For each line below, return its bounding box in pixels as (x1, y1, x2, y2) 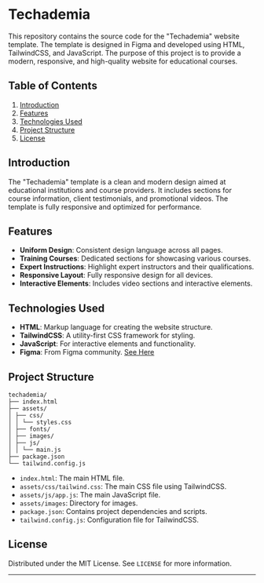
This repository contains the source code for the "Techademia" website (8, 31, 240, 41)
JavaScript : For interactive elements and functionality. (19, 339, 196, 348)
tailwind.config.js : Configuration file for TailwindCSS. (19, 516, 199, 524)
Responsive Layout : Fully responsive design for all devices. (19, 271, 214, 280)
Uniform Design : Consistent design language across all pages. (19, 246, 223, 255)
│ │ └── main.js (8, 446, 61, 454)
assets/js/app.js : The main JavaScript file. (19, 490, 161, 499)
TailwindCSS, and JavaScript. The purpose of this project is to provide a (8, 48, 241, 57)
